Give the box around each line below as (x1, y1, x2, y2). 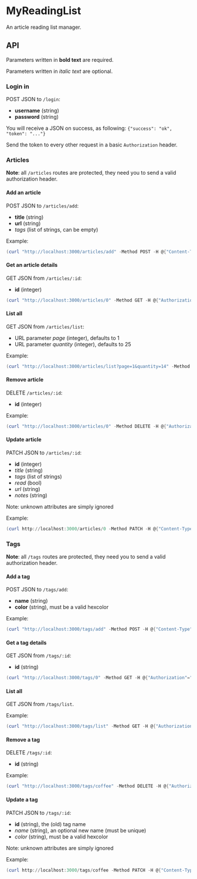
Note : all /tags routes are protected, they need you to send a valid (6, 553, 166, 560)
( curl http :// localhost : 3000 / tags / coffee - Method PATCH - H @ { (6, 867, 161, 873)
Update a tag (6, 796, 38, 803)
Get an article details (6, 262, 58, 269)
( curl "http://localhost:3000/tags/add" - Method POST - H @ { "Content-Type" (6, 626, 193, 633)
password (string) (14, 113, 59, 121)
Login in (6, 82, 29, 91)
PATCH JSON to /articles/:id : (6, 449, 82, 456)
